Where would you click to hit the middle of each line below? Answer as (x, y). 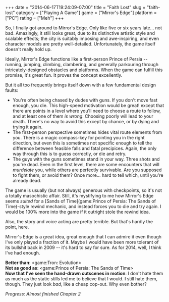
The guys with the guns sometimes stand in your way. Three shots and (86, 159)
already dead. (27, 181)
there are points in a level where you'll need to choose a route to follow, (87, 111)
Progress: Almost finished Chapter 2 (43, 294)
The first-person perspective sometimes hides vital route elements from (87, 132)
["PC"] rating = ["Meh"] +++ (35, 18)
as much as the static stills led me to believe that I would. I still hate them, (81, 279)
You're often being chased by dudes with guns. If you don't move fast (85, 100)
